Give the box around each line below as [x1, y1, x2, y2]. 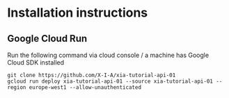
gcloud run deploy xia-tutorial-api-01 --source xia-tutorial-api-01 [7, 78, 214, 85]
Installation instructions [7, 5, 148, 21]
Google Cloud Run [7, 33, 88, 44]
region [7, 84, 26, 91]
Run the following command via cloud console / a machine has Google [7, 51, 210, 59]
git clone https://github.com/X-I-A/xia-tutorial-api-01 [7, 72, 176, 79]
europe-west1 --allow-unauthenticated [29, 84, 141, 91]
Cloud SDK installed [7, 58, 65, 67]
